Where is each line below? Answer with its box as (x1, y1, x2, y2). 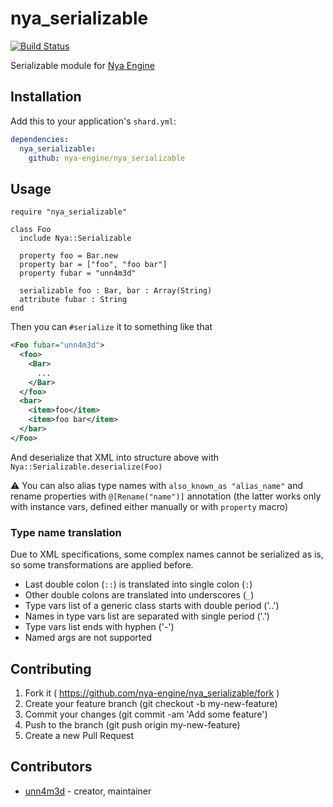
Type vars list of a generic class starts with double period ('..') (24, 600, 280, 612)
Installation (10, 88, 82, 106)
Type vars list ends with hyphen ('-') (24, 621, 175, 633)
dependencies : (10, 134, 70, 144)
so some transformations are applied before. (10, 559, 194, 571)
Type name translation (10, 525, 122, 539)
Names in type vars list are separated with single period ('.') (24, 610, 270, 622)
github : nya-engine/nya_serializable (28, 153, 186, 163)
